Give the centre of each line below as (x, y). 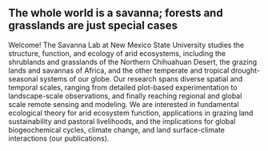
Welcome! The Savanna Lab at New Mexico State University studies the (126, 45)
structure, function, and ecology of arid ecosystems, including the (117, 53)
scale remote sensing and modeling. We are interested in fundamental (124, 104)
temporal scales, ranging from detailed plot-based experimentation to (123, 87)
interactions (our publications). (59, 138)
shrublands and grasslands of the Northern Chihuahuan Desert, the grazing (133, 62)
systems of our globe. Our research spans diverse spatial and (141, 78)
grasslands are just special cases (93, 26)
